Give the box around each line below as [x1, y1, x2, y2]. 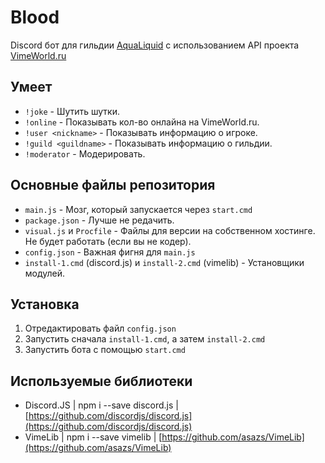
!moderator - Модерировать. [24, 147, 146, 160]
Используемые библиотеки [10, 372, 193, 390]
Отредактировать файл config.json [24, 322, 177, 335]
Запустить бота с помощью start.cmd [24, 344, 186, 356]
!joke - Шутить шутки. [24, 105, 120, 117]
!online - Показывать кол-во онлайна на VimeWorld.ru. [24, 116, 260, 128]
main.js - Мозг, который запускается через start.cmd [24, 203, 253, 215]
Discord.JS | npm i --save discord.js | [24, 399, 179, 411]
